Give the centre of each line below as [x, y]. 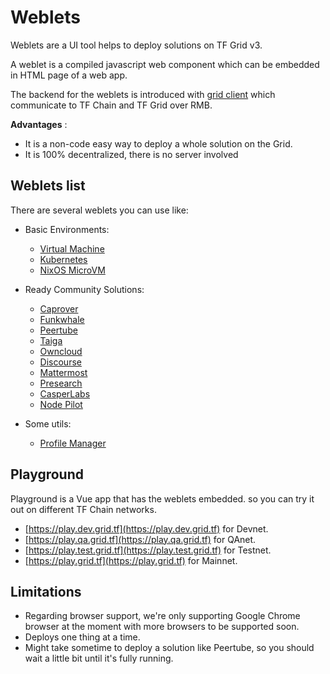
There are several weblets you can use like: [99, 210]
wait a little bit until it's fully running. [99, 658]
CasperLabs [65, 393]
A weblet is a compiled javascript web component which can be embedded [165, 64]
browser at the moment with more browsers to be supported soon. [162, 627]
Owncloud [61, 351]
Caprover [59, 308]
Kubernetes [63, 259]
